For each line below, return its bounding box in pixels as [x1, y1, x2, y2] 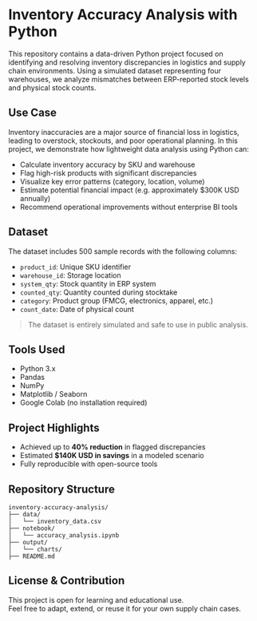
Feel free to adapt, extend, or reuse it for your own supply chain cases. [8, 603, 242, 613]
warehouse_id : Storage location [19, 270, 121, 280]
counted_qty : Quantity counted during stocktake [19, 287, 178, 297]
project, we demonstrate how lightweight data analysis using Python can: [8, 144, 250, 153]
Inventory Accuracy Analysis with [8, 6, 238, 24]
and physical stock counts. [8, 82, 97, 93]
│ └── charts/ [8, 545, 62, 553]
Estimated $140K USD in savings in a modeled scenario [19, 451, 204, 461]
